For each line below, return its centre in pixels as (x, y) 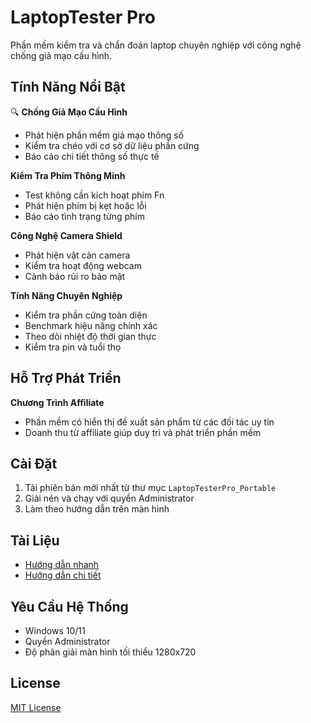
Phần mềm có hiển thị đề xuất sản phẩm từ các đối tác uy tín (149, 422)
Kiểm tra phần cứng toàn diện (86, 315)
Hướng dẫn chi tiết (63, 575)
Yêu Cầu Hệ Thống (69, 606)
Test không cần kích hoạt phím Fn (94, 195)
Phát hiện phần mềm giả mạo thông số (104, 135)
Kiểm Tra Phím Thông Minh (68, 175)
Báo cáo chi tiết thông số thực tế (92, 156)
